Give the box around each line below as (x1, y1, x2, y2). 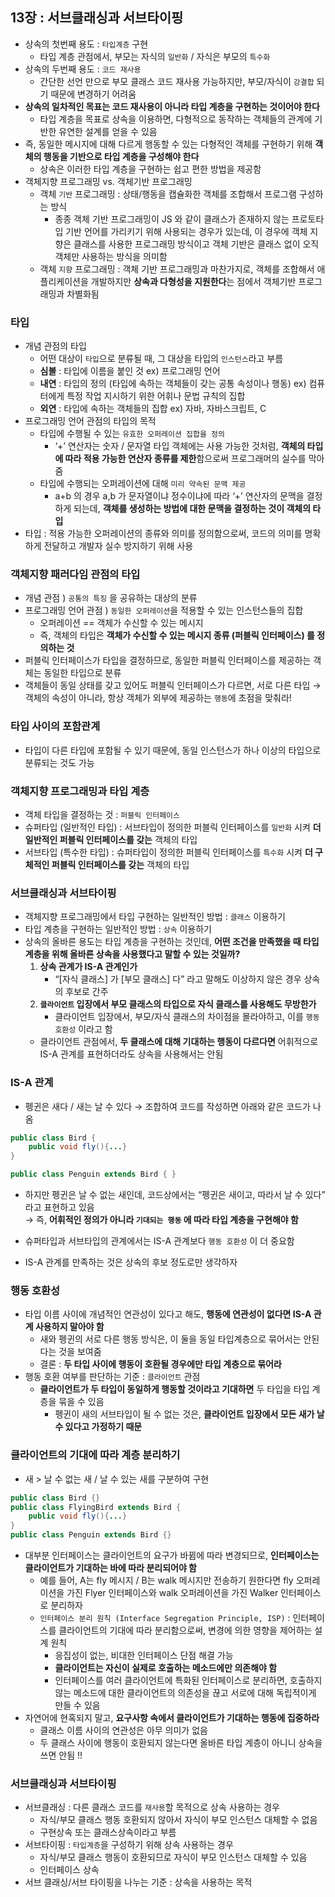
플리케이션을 (39, 275, 89, 287)
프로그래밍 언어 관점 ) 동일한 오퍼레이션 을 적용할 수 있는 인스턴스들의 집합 (24, 604, 304, 617)
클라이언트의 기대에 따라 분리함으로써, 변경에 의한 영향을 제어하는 (58, 1624, 313, 1637)
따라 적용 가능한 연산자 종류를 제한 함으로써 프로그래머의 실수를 (64, 453, 307, 465)
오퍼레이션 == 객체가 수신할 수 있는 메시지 (39, 617, 204, 629)
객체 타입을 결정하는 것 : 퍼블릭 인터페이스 (24, 809, 181, 820)
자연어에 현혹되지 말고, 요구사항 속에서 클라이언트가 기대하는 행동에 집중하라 (24, 1712, 320, 1724)
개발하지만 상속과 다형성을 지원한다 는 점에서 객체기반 (90, 275, 297, 287)
